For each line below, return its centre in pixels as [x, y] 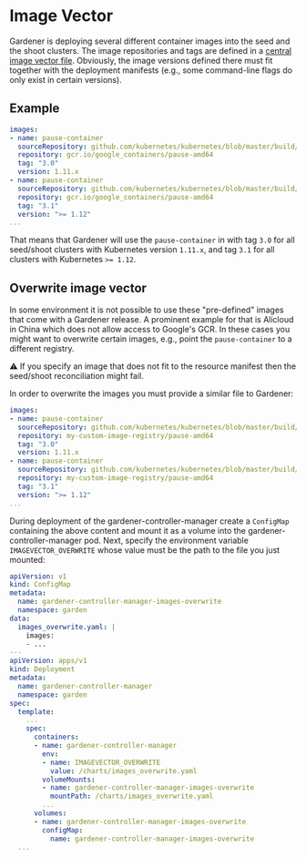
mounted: [27, 559]
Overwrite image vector [78, 288]
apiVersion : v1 [38, 576]
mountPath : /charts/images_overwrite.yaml [132, 797]
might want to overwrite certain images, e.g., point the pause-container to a [151, 339]
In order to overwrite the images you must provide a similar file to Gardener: [152, 393]
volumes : [50, 813]
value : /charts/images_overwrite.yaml [123, 771]
